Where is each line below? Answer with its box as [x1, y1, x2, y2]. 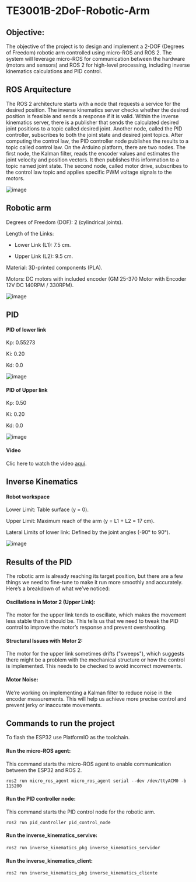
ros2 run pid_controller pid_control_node [6, 819, 111, 825]
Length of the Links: [6, 230, 54, 237]
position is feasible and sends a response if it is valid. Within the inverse [6, 112, 179, 119]
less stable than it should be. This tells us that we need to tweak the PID [6, 618, 179, 625]
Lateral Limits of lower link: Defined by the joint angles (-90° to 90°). [6, 529, 170, 536]
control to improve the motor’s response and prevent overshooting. [6, 624, 167, 631]
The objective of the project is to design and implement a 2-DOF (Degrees [6, 43, 185, 50]
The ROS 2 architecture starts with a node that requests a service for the [6, 100, 181, 107]
